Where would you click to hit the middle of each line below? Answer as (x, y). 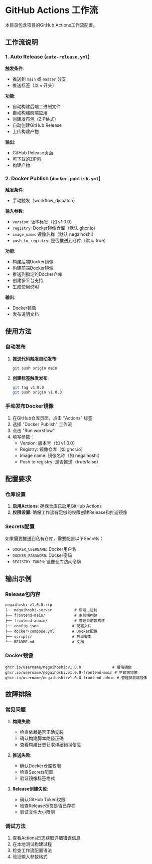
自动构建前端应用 (30, 112)
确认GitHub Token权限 (43, 800)
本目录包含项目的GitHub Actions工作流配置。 (51, 25)
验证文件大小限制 (37, 812)
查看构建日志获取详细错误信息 (50, 745)
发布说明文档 (25, 314)
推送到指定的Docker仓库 (37, 274)
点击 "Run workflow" (34, 431)
